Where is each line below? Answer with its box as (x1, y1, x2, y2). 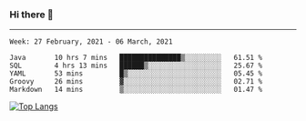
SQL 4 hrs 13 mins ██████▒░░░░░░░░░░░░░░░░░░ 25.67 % (9, 61, 262, 71)
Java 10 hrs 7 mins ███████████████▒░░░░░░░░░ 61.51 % (9, 54, 262, 63)
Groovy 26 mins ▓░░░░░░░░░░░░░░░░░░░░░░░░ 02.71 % (9, 77, 262, 86)
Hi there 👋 (9, 8, 55, 21)
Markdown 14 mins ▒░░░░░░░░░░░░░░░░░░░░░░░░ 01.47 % (9, 86, 262, 95)
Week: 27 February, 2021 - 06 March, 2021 (9, 37, 173, 46)
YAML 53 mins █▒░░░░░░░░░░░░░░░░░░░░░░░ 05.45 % (9, 69, 262, 78)
